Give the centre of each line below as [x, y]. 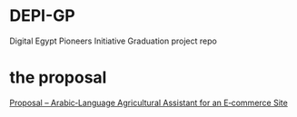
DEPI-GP [42, 16]
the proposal [58, 78]
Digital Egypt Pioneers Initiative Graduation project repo [114, 41]
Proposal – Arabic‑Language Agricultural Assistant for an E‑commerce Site [148, 102]
